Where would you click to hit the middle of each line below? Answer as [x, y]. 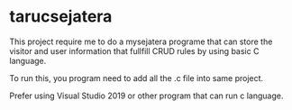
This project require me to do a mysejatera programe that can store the [141, 41]
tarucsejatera [61, 17]
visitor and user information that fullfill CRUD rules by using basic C [134, 50]
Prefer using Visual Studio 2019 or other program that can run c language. [146, 96]
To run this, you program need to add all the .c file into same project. [137, 78]
